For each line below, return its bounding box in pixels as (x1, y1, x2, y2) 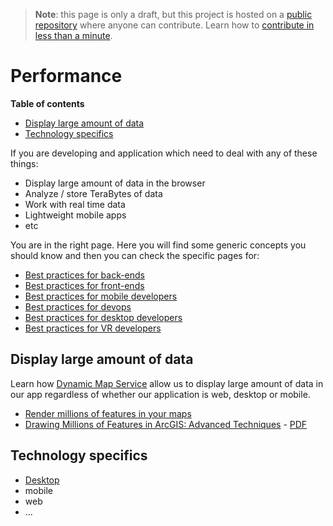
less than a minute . (34, 30, 113, 41)
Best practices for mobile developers (24, 290, 178, 302)
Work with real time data (24, 198, 126, 210)
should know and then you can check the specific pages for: (10, 249, 260, 261)
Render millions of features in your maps (24, 407, 192, 419)
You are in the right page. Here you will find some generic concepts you (10, 239, 307, 251)
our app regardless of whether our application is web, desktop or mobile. (10, 388, 311, 400)
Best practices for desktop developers (24, 311, 183, 323)
